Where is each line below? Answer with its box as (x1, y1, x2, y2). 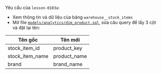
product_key (53, 45, 82, 51)
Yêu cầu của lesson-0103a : (5, 5, 60, 10)
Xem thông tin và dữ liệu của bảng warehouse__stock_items (12, 14, 133, 20)
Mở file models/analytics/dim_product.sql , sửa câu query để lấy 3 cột (12, 20, 157, 25)
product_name (53, 53, 87, 59)
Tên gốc (18, 37, 38, 43)
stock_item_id (7, 45, 40, 51)
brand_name (53, 61, 83, 68)
